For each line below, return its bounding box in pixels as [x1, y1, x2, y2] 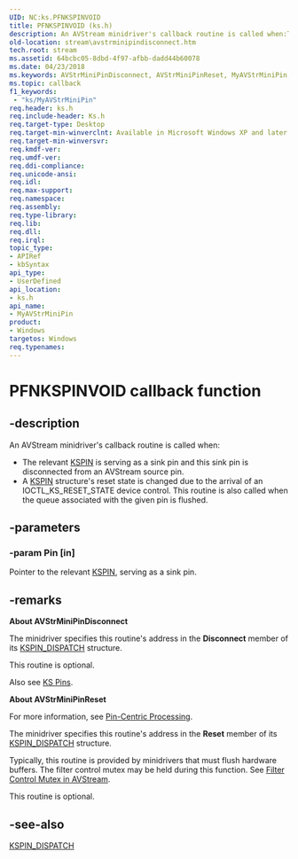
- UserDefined [9, 277, 62, 285]
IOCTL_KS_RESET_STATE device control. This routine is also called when [21, 485, 288, 496]
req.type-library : [9, 210, 77, 220]
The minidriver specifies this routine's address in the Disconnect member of [9, 633, 289, 644]
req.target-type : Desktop [9, 121, 105, 129]
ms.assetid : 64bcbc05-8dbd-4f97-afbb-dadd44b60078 [9, 54, 200, 63]
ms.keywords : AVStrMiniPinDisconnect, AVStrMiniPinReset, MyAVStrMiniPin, [9, 71, 292, 80]
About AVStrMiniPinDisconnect [9, 616, 129, 627]
